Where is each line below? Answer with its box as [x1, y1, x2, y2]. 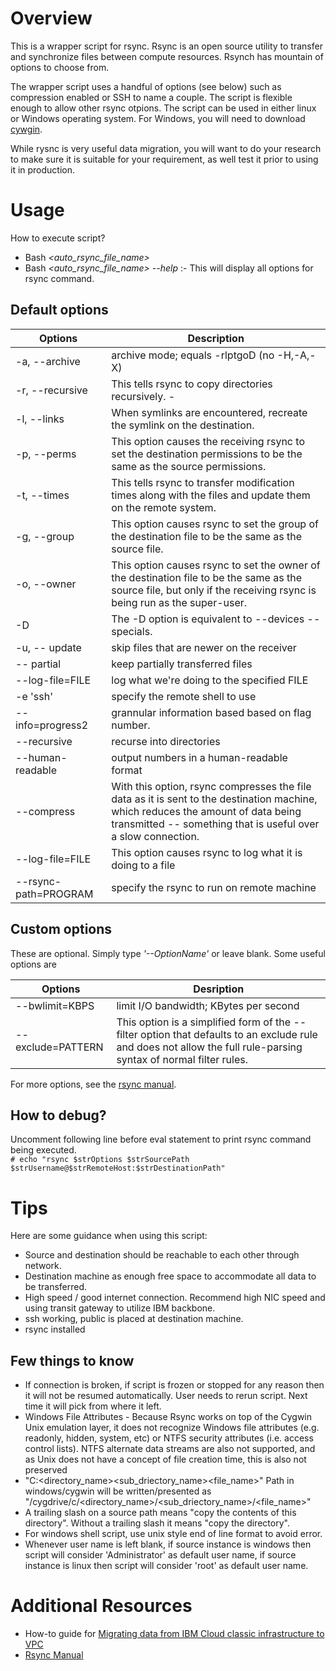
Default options [10, 302, 109, 319]
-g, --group [15, 529, 75, 543]
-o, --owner [15, 577, 77, 591]
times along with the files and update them [111, 488, 311, 502]
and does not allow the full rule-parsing [116, 1040, 303, 1054]
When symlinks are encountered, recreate [111, 405, 308, 419]
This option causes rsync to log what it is [111, 845, 303, 859]
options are [10, 958, 57, 970]
